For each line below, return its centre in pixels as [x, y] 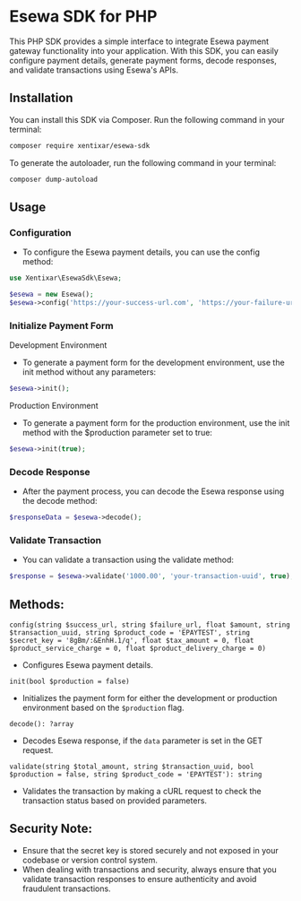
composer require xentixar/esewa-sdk [80, 145]
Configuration [40, 232]
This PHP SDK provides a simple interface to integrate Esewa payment [139, 41]
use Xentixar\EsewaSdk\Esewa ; [66, 278]
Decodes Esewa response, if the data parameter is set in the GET [142, 741]
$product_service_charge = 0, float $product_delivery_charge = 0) [138, 649]
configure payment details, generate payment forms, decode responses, [143, 60]
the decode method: [60, 501]
